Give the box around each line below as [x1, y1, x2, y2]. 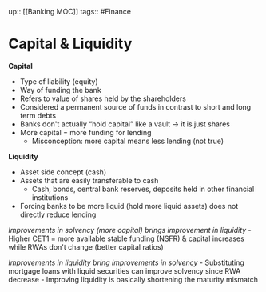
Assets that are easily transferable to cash [19, 175, 159, 185]
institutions [31, 192, 69, 202]
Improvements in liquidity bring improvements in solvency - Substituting [8, 258, 245, 267]
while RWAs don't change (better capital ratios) [8, 242, 164, 251]
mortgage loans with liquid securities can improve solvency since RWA [8, 266, 241, 275]
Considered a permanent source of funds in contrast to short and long [19, 102, 252, 111]
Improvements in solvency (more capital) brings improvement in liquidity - [8, 225, 252, 234]
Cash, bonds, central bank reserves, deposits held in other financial [31, 184, 255, 194]
